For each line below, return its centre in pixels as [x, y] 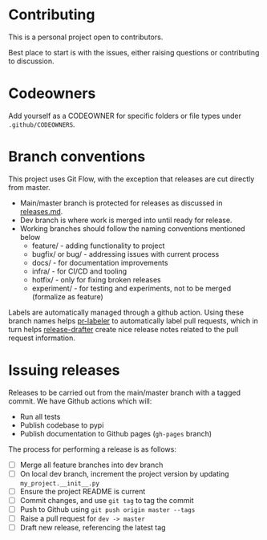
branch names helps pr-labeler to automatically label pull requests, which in [133, 321]
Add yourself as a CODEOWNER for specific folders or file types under [125, 116]
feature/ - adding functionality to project [98, 246]
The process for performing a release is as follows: [92, 449]
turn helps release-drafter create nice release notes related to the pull [123, 329]
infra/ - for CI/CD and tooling [79, 271]
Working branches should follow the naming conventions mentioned [133, 228]
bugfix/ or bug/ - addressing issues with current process [125, 254]
